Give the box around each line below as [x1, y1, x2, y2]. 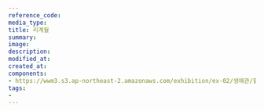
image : [8, 41, 30, 48]
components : [8, 70, 47, 77]
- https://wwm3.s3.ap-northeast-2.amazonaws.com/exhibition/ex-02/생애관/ [8, 77, 254, 84]
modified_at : [8, 55, 51, 63]
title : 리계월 [8, 26, 49, 34]
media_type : [8, 19, 47, 27]
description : [8, 48, 51, 55]
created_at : [8, 63, 47, 70]
